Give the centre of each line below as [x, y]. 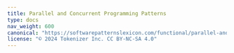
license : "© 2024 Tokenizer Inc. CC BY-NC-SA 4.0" [82, 39]
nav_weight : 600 [31, 26]
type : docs [23, 20]
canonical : [23, 33]
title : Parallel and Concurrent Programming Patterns [87, 13]
